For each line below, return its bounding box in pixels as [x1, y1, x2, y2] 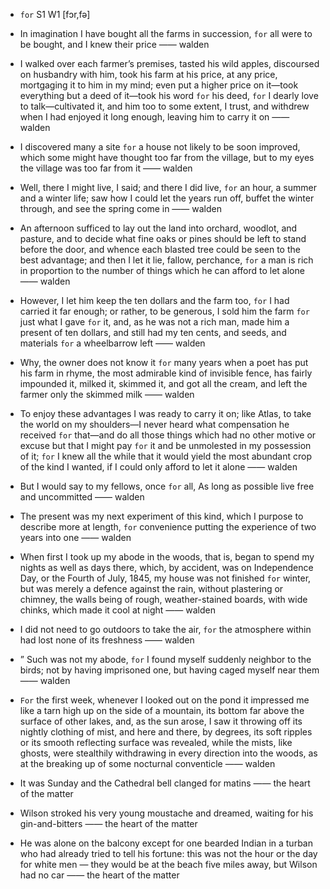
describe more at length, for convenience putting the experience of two [19, 521, 317, 533]
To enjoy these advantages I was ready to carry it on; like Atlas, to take [19, 408, 312, 419]
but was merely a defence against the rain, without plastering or [19, 583, 284, 594]
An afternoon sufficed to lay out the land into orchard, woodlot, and [19, 222, 298, 234]
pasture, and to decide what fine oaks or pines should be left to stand [19, 233, 307, 244]
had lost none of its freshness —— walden [19, 634, 195, 646]
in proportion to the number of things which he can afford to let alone [19, 265, 305, 276]
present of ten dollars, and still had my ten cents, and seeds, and [19, 327, 287, 338]
